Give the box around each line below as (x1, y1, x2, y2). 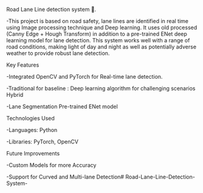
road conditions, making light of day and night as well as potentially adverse (6, 43, 196, 50)
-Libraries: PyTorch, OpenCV (6, 138, 79, 145)
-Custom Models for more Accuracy (6, 162, 97, 169)
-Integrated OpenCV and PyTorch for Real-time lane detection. (6, 73, 163, 80)
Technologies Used (6, 115, 55, 122)
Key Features (6, 61, 40, 68)
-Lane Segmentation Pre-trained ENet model (6, 103, 119, 110)
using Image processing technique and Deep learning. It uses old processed (6, 24, 198, 31)
